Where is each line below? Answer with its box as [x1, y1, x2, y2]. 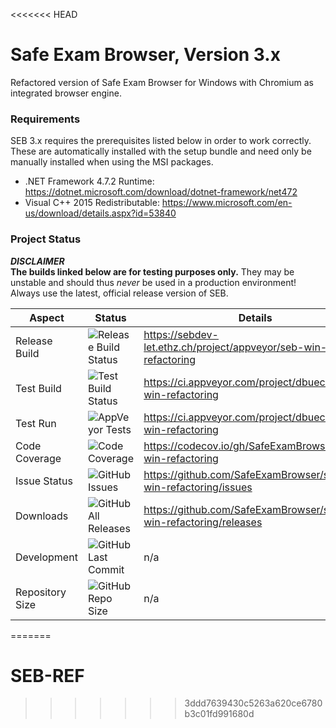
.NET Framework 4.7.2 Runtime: [24, 175, 155, 188]
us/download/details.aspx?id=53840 [24, 207, 177, 219]
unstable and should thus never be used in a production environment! [10, 276, 297, 288]
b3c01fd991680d [184, 708, 255, 720]
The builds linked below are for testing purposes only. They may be [10, 265, 295, 278]
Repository [15, 585, 67, 599]
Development [15, 550, 78, 564]
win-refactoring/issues [143, 480, 253, 494]
